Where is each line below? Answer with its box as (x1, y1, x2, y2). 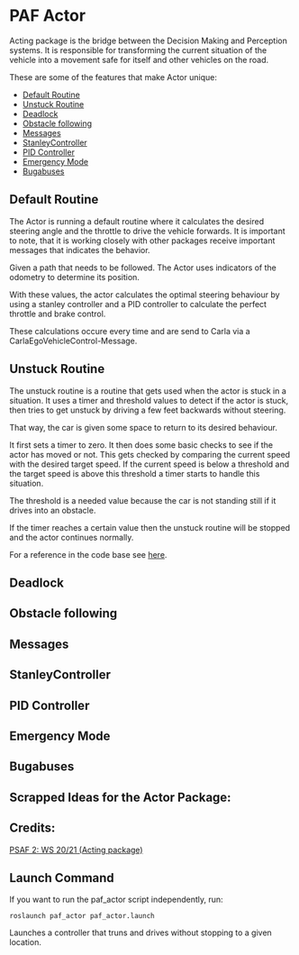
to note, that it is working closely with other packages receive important (9, 235, 276, 246)
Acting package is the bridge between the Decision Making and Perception (9, 35, 288, 46)
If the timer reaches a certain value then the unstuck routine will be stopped (9, 522, 291, 532)
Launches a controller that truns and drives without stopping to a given (9, 927, 272, 938)
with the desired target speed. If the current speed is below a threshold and (9, 459, 290, 469)
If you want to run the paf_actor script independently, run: (9, 894, 223, 905)
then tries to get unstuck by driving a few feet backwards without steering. (9, 405, 286, 415)
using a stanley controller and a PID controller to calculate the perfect (9, 298, 267, 309)
